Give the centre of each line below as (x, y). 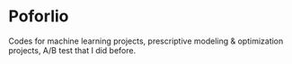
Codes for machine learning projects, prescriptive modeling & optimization (146, 41)
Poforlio (39, 16)
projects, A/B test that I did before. (72, 50)
